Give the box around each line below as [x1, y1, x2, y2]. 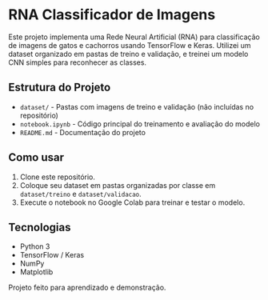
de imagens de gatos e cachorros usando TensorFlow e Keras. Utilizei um [8, 40, 251, 50]
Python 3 [19, 242, 50, 251]
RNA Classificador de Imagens [8, 6, 216, 24]
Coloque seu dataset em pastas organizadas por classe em [19, 180, 216, 190]
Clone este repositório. [19, 172, 96, 182]
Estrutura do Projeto [8, 81, 111, 94]
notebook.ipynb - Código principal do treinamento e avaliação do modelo [19, 118, 260, 129]
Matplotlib [19, 267, 54, 277]
